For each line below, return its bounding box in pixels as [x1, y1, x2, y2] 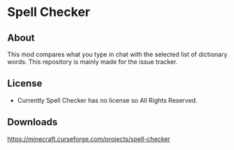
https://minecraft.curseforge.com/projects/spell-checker [7, 135, 170, 143]
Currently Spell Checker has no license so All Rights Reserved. [17, 96, 198, 104]
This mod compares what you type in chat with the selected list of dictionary [7, 50, 228, 58]
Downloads [7, 116, 58, 128]
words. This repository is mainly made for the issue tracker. [7, 58, 178, 66]
